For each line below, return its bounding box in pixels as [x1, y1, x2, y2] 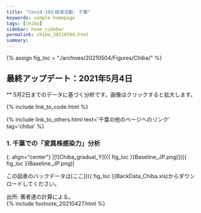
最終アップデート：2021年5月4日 [6, 73, 133, 84]
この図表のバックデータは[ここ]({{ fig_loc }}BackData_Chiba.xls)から [6, 173, 179, 180]
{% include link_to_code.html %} [6, 103, 89, 110]
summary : [6, 37, 29, 43]
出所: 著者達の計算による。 [6, 193, 74, 201]
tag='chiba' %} [6, 122, 45, 130]
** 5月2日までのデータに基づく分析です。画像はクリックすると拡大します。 [6, 91, 196, 98]
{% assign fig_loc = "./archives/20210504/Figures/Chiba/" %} [6, 54, 162, 61]
